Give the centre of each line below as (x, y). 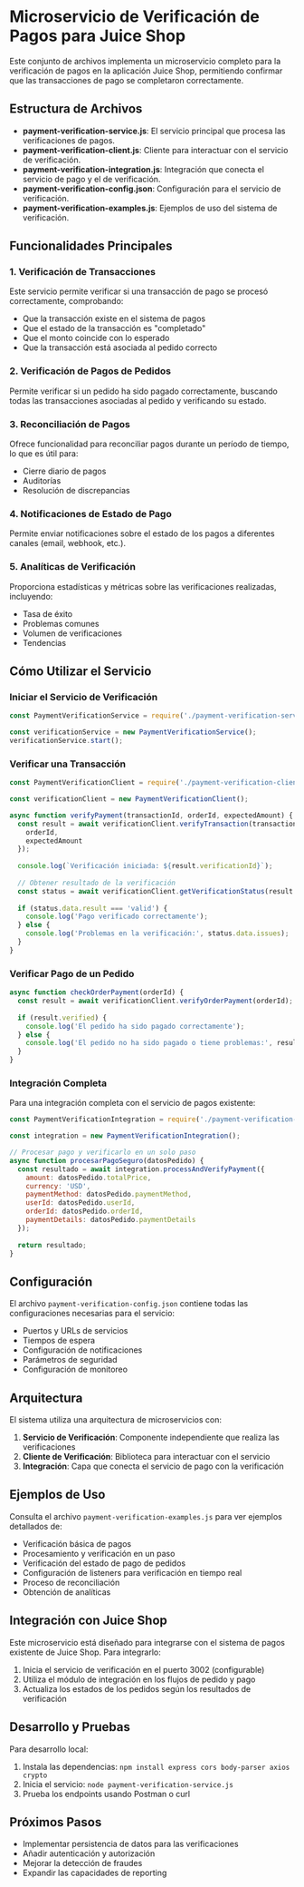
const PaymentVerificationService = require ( (96, 716)
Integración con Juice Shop (88, 1621)
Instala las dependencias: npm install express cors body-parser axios (156, 1766)
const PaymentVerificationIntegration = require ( (105, 1119)
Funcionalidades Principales (91, 246)
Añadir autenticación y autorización (89, 1853)
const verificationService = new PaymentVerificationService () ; (133, 732)
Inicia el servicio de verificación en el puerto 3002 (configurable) (143, 1669)
